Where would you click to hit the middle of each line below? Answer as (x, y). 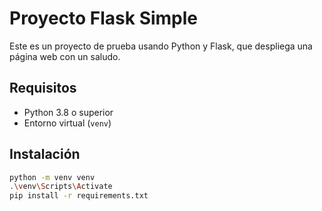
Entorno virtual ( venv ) (67, 123)
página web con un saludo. (65, 56)
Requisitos (43, 88)
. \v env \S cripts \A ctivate (61, 187)
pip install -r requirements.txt (79, 196)
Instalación (45, 154)
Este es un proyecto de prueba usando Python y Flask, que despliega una (161, 46)
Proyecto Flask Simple (104, 18)
